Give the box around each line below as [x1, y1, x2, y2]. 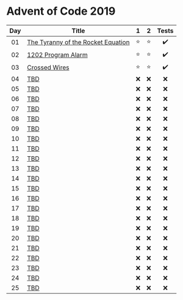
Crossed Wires [27, 63, 70, 72]
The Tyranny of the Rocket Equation [27, 38, 130, 47]
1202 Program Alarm [27, 51, 88, 59]
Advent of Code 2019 [6, 4, 116, 18]
